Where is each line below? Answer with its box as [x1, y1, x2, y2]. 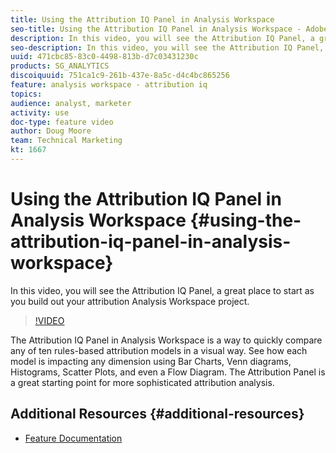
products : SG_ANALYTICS [10, 61, 110, 71]
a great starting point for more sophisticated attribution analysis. [10, 376, 275, 388]
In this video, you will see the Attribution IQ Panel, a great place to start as [10, 284, 315, 296]
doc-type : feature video [10, 117, 114, 127]
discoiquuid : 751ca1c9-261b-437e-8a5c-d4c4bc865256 [10, 71, 230, 81]
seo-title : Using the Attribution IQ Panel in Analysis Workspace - [10, 24, 302, 34]
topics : [10, 89, 43, 99]
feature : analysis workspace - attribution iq [10, 80, 208, 90]
